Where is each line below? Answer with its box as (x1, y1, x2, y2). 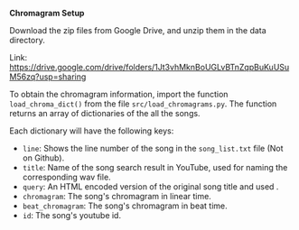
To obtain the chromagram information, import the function (9, 89, 229, 99)
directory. (9, 35, 45, 45)
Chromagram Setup (9, 8, 85, 18)
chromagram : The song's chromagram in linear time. (22, 191, 212, 201)
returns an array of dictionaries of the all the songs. (9, 108, 201, 118)
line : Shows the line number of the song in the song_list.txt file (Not (22, 143, 284, 153)
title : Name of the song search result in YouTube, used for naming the (22, 162, 288, 172)
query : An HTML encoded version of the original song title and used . (22, 181, 279, 192)
